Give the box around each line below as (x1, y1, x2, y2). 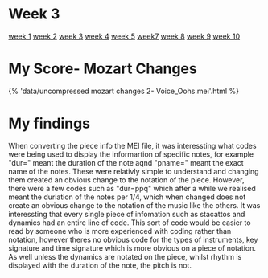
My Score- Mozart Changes (8, 59, 197, 78)
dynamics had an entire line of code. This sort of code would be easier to (8, 218, 251, 227)
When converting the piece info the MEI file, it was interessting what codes (8, 141, 257, 150)
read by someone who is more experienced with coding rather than (8, 226, 232, 235)
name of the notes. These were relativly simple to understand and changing (8, 166, 259, 176)
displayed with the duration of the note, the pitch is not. (8, 260, 192, 270)
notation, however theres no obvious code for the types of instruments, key (8, 235, 258, 244)
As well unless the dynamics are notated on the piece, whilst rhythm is (8, 251, 242, 261)
